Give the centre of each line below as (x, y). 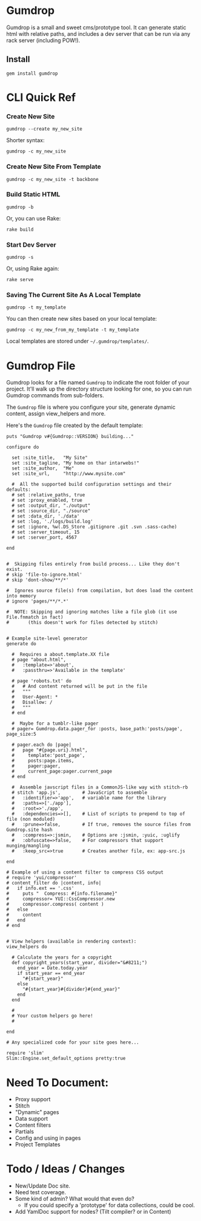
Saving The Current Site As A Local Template (74, 295)
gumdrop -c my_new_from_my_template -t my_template (73, 330)
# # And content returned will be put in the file (80, 686)
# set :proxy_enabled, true (47, 501)
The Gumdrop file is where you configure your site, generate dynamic (91, 407)
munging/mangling (28, 846)
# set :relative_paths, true (48, 495)
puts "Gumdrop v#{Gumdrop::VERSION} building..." (70, 437)
